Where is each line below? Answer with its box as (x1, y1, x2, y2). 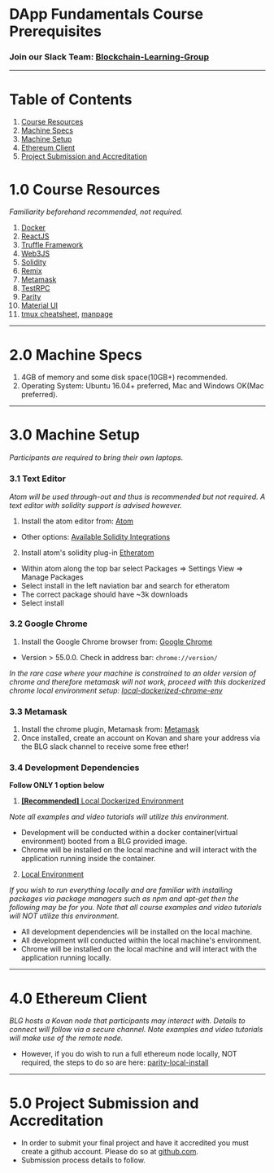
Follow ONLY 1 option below (9, 781, 105, 790)
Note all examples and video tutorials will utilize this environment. (9, 812, 229, 822)
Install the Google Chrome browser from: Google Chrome (20, 637, 213, 646)
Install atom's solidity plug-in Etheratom (20, 547, 154, 558)
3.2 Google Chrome (9, 618, 88, 629)
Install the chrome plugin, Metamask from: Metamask (20, 724, 200, 734)
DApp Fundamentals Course (9, 5, 204, 24)
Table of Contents (9, 90, 133, 108)
